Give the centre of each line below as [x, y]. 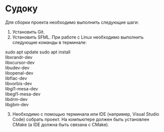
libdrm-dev [17, 99]
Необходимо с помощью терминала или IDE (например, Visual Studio [86, 114]
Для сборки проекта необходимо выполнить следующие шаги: [72, 22]
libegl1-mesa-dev [23, 94]
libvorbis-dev [19, 83]
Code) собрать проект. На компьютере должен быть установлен [81, 119]
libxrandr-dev [19, 57]
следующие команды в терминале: [49, 42]
